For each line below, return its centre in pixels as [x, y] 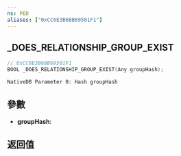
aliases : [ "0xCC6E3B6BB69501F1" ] [55, 20]
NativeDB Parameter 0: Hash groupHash [62, 82]
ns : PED [18, 13]
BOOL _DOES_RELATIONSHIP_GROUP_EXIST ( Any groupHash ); [86, 70]
